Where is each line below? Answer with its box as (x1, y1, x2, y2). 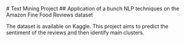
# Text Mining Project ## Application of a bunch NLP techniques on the (6, 5, 180, 12)
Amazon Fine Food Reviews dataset (6, 11, 93, 18)
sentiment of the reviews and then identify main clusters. (6, 29, 145, 36)
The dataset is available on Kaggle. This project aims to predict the (6, 23, 168, 30)
